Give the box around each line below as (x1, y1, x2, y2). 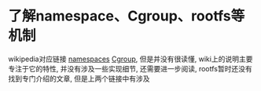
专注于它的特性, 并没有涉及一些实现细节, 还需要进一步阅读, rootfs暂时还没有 (8, 64, 253, 73)
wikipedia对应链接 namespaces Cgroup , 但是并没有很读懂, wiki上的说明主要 (8, 54, 253, 64)
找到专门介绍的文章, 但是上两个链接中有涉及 (8, 74, 150, 83)
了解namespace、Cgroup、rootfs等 (8, 7, 245, 25)
